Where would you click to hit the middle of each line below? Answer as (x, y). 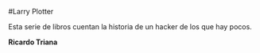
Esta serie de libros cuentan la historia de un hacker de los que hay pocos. (130, 26)
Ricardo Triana (33, 42)
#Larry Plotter (31, 11)
